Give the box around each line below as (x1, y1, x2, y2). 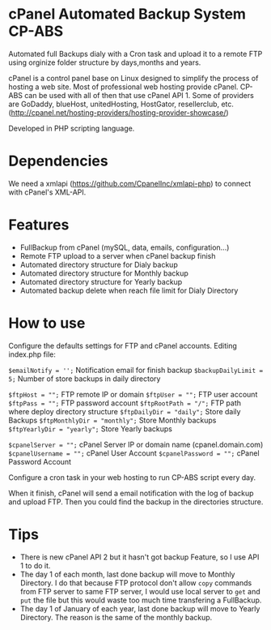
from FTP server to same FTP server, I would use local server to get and (19, 586, 260, 596)
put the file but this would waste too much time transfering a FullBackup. (19, 595, 262, 605)
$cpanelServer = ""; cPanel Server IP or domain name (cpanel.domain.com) (8, 439, 264, 449)
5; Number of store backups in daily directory (8, 374, 161, 384)
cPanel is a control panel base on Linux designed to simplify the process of (8, 73, 259, 83)
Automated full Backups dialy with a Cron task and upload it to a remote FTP (8, 49, 263, 58)
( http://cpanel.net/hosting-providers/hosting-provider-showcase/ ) (8, 107, 229, 118)
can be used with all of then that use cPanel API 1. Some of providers (23, 90, 255, 100)
